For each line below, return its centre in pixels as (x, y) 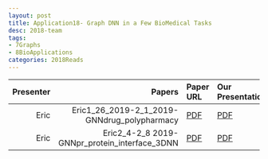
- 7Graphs (25, 45)
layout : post (30, 16)
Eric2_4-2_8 (126, 133)
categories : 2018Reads (46, 60)
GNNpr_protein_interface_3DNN (119, 142)
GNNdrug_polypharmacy (132, 120)
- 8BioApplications (41, 52)
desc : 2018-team (35, 30)
